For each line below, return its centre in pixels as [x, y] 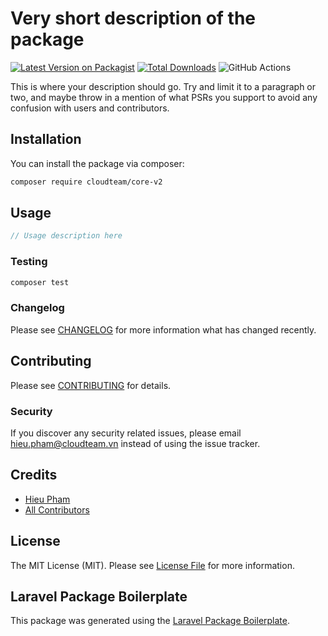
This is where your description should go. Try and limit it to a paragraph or [163, 86]
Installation [46, 139]
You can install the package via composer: [97, 163]
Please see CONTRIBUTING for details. [91, 385]
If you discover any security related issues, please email [126, 433]
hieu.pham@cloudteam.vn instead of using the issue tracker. [135, 443]
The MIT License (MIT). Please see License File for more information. [152, 565]
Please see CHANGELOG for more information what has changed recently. [163, 329]
